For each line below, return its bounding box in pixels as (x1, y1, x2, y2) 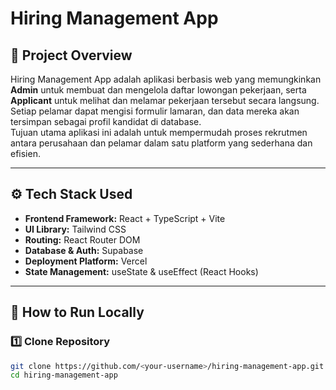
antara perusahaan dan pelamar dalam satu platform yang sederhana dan (10, 137, 313, 149)
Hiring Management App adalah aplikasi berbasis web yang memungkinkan (10, 73, 322, 85)
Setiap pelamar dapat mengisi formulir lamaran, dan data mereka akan (10, 105, 300, 117)
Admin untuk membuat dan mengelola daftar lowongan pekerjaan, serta (10, 84, 307, 96)
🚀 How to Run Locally (10, 304, 145, 321)
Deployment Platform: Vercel (24, 255, 148, 267)
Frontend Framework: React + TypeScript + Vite (24, 212, 226, 224)
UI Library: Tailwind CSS (24, 223, 127, 235)
